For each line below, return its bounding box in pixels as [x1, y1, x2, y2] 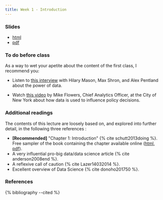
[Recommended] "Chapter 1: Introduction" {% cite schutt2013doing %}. [12, 135, 158, 141]
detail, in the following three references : [5, 125, 87, 132]
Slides [5, 23, 21, 30]
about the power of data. [12, 82, 63, 88]
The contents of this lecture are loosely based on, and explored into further [5, 120, 157, 126]
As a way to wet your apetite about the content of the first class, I [5, 63, 137, 69]
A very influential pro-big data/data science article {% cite [12, 151, 130, 157]
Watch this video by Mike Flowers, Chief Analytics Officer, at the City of [12, 92, 157, 98]
